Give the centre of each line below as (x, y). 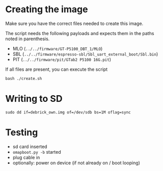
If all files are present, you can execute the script (57, 69)
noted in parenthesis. (28, 39)
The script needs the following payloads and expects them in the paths (80, 33)
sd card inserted (30, 147)
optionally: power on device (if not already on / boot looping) (76, 163)
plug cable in (26, 157)
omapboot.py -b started (37, 152)
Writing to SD (34, 99)
